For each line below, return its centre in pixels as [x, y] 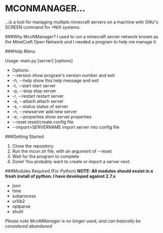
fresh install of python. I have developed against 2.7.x [61, 176]
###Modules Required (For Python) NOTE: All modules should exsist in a [79, 171]
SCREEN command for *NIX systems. [43, 27]
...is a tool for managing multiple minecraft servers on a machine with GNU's [82, 22]
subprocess [24, 196]
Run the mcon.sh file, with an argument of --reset [62, 151]
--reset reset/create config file [43, 122]
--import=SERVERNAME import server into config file [66, 127]
